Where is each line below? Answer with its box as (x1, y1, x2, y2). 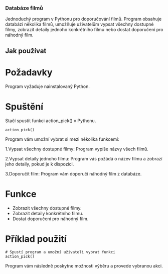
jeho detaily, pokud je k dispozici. (5, 161, 74, 167)
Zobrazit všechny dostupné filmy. (12, 205, 82, 211)
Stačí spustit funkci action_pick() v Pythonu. (5, 118, 96, 124)
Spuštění (5, 101, 44, 112)
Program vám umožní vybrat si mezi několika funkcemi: (5, 136, 119, 142)
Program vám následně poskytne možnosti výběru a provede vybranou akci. (5, 263, 163, 269)
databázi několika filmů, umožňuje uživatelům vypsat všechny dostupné (5, 21, 154, 27)
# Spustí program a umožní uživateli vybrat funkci (5, 250, 115, 255)
